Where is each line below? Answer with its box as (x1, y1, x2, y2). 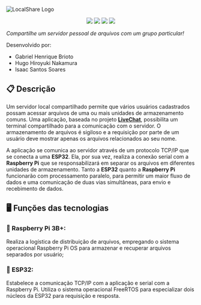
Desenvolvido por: (6, 42, 52, 48)
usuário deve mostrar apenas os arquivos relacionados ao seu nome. (6, 135, 177, 142)
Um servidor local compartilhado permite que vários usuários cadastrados (6, 103, 190, 110)
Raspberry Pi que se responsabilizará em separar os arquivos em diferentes (6, 159, 195, 167)
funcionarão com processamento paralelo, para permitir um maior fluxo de (6, 172, 191, 179)
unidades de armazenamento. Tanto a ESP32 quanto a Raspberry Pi (6, 165, 176, 173)
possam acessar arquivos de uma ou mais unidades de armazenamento (6, 109, 184, 117)
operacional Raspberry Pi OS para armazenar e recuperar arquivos (6, 244, 171, 251)
